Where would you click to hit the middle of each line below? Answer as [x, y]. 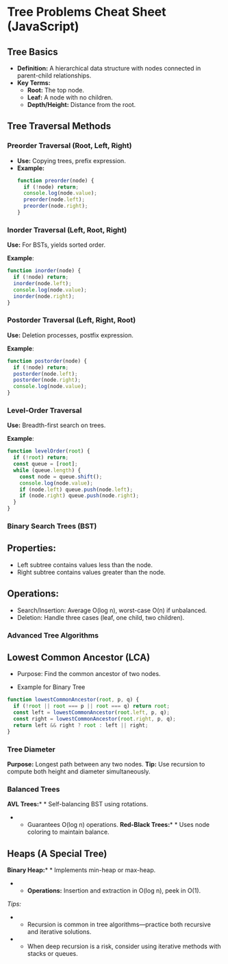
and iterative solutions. [59, 932]
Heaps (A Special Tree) [57, 853]
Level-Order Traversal [45, 410]
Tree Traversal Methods [59, 126]
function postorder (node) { [47, 361]
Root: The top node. [55, 90]
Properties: [31, 548]
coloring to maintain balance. [68, 832]
